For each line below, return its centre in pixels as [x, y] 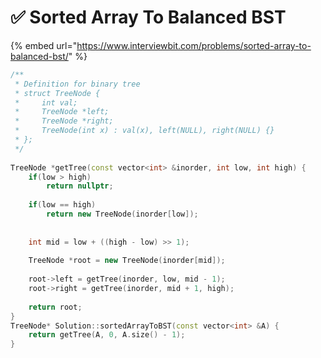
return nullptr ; [80, 186]
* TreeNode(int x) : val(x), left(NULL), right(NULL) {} [144, 131]
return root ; [55, 307]
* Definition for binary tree [77, 84]
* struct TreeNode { [57, 93]
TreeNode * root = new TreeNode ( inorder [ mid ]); [127, 261]
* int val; [46, 102]
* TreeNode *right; [64, 121]
